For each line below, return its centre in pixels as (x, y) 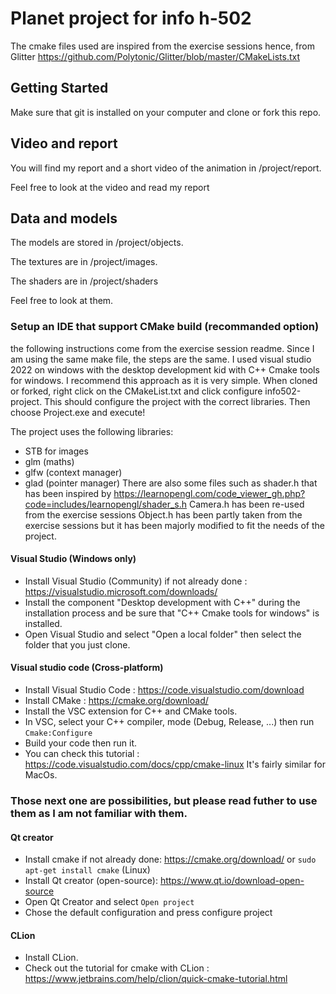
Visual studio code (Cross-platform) (87, 668)
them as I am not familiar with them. (99, 813)
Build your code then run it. (81, 743)
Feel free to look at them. (62, 301)
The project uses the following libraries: (92, 431)
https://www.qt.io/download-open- (232, 881)
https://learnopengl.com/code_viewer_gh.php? (209, 493)
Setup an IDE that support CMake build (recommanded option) (165, 327)
